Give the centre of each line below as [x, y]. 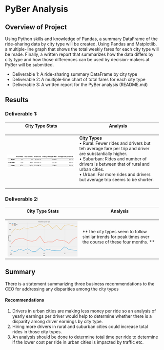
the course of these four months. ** [119, 242]
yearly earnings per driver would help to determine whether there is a [82, 316]
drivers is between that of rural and [114, 164]
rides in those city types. [37, 332]
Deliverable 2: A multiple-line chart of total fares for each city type [79, 79]
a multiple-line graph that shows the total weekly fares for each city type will [82, 49]
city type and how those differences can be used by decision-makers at [77, 59]
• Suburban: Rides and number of [113, 159]
